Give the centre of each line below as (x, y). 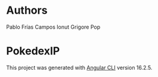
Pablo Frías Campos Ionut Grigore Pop (53, 27)
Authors (27, 10)
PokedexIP (33, 51)
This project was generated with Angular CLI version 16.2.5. (79, 67)
